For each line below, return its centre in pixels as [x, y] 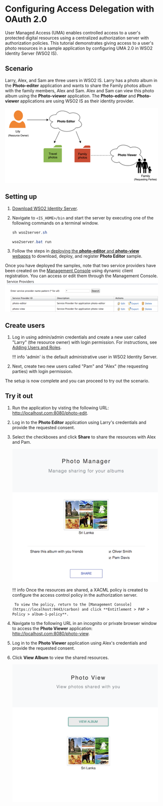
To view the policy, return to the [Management [63, 605]
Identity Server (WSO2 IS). [32, 53]
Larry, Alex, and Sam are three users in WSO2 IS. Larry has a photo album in [81, 80]
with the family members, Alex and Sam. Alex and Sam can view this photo [80, 90]
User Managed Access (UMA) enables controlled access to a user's [73, 33]
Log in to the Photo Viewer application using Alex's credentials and [79, 643]
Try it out [19, 396]
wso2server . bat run [32, 242]
